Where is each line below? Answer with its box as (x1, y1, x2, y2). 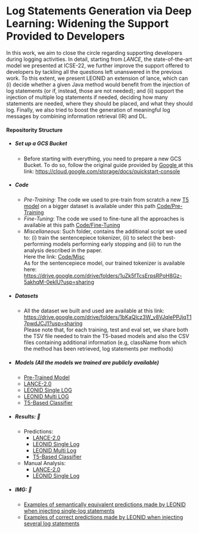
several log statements (23, 520, 80, 527)
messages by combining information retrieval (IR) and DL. (6, 112, 148, 120)
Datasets (14, 292, 39, 299)
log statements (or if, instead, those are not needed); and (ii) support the (6, 87, 184, 94)
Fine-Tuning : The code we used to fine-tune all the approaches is (23, 215, 185, 222)
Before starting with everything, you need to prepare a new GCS (23, 155, 182, 162)
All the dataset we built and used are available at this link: (23, 307, 165, 314)
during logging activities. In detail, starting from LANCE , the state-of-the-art (6, 55, 192, 63)
